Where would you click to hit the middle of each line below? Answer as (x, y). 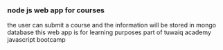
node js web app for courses (56, 10)
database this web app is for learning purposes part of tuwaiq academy (109, 32)
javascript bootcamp (36, 40)
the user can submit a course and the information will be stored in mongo (112, 25)
